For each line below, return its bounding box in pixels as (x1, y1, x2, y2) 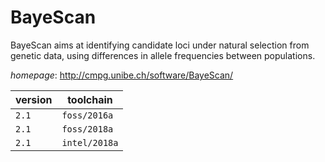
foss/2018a (61, 123, 114, 135)
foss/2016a (61, 109, 114, 121)
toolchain (67, 92, 113, 106)
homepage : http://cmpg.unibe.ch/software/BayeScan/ (10, 69, 234, 81)
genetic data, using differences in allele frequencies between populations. (10, 49, 316, 61)
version (15, 92, 53, 106)
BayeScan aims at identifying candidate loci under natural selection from (10, 39, 310, 51)
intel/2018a (61, 137, 119, 148)
